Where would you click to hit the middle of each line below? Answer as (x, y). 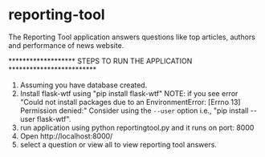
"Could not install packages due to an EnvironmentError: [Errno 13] (130, 102)
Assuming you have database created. (84, 85)
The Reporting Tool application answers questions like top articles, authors (132, 37)
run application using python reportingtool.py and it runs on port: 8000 (137, 127)
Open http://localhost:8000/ (66, 136)
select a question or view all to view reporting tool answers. (118, 144)
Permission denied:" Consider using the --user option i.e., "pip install (134, 111)
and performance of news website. (66, 45)
